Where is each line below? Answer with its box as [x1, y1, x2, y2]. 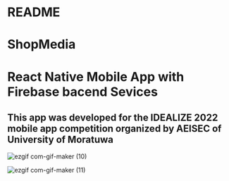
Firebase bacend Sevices [7, 84, 159, 99]
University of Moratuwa [7, 133, 114, 145]
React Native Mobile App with [7, 68, 185, 85]
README [7, 4, 61, 20]
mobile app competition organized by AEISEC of [7, 123, 222, 135]
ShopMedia [7, 37, 76, 53]
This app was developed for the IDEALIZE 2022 [7, 111, 218, 123]
